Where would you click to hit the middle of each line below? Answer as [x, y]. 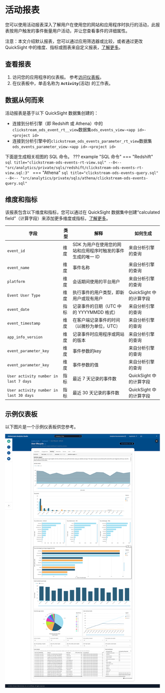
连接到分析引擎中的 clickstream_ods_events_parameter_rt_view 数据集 [82, 141]
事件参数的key [87, 351]
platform [16, 282]
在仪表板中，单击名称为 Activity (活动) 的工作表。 [63, 83]
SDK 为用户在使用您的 [95, 245]
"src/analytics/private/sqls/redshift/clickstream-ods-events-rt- [74, 167]
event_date [18, 309]
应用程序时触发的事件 [102, 250]
